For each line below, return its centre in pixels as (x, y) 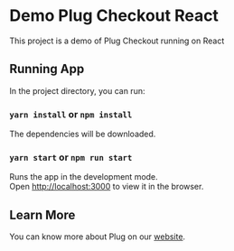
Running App (47, 69)
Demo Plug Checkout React (114, 16)
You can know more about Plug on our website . (98, 237)
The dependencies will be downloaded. (83, 134)
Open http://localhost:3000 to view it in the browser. (107, 187)
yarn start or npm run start (71, 157)
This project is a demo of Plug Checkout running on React (117, 41)
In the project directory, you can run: (77, 90)
